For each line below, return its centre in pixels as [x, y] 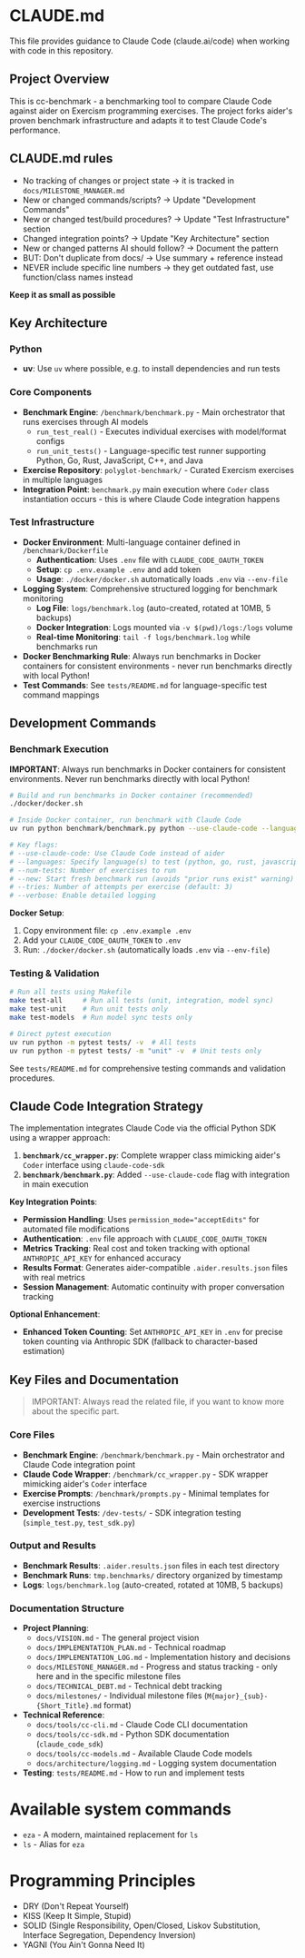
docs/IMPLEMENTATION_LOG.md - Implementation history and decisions [163, 1657]
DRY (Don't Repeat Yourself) [76, 1906]
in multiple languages [62, 480]
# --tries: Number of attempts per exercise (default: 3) [121, 887]
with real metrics [54, 1278]
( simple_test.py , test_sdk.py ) [79, 1522]
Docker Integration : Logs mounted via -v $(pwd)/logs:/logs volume [164, 627]
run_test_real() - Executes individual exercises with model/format [161, 431]
